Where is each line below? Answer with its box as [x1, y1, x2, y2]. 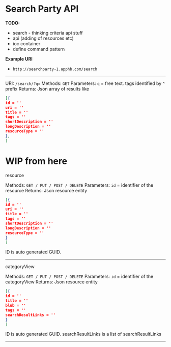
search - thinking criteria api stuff [12, 30, 83, 36]
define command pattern [12, 46, 65, 52]
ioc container [12, 40, 41, 46]
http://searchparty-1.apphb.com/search [12, 67, 98, 72]
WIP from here [5, 155, 68, 167]
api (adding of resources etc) [12, 35, 74, 41]
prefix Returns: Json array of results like [5, 85, 89, 92]
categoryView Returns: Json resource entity [5, 279, 98, 285]
